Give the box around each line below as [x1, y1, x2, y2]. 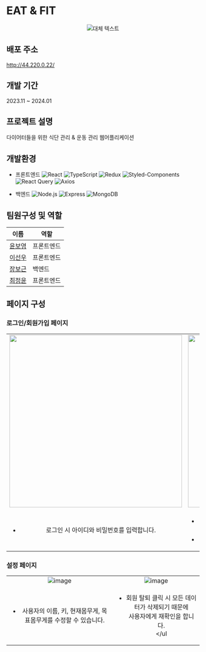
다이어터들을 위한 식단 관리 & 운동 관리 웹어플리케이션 [6, 134, 134, 141]
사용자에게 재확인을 [128, 612, 181, 620]
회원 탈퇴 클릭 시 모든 [126, 593, 184, 602]
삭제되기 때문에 [147, 602, 189, 611]
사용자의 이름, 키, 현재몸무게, [22, 607, 100, 615]
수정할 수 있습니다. [54, 616, 105, 624]
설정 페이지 [6, 561, 37, 569]
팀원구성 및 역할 [6, 210, 63, 221]
